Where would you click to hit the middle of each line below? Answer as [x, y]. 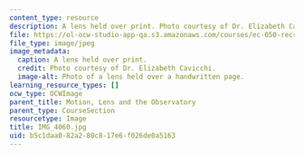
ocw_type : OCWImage [46, 93]
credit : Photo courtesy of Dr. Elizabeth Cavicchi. [117, 69]
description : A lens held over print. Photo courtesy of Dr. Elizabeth [147, 26]
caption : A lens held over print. [82, 60]
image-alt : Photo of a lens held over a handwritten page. [131, 77]
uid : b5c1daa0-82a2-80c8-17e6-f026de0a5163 [93, 136]
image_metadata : [40, 52]
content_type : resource [54, 18]
